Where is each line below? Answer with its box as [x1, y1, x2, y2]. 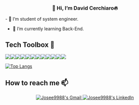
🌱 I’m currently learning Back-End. [12, 26, 84, 32]
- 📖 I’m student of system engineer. [5, 16, 78, 22]
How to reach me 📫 [5, 78, 69, 87]
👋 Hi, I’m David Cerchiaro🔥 [52, 5, 118, 12]
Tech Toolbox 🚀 [5, 40, 55, 49]
